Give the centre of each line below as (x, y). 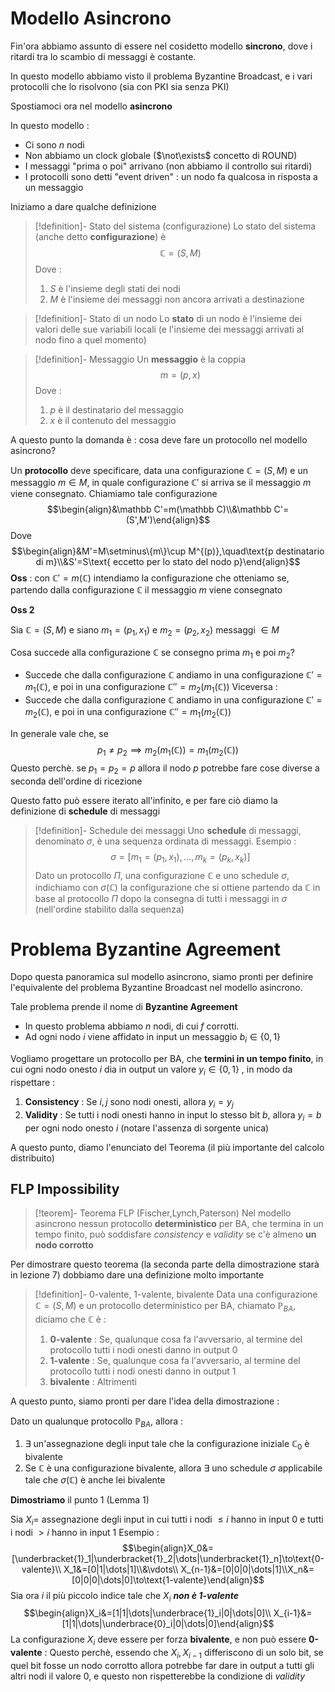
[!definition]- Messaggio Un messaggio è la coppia (140, 359)
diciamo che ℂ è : (70, 1319)
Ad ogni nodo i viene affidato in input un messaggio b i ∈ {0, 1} (153, 1038)
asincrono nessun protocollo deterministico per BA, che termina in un (179, 1224)
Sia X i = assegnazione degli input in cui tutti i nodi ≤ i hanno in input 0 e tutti (167, 1520)
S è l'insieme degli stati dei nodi (115, 288)
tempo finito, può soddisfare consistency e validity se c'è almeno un (175, 1234)
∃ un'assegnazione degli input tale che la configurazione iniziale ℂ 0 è (167, 1445)
